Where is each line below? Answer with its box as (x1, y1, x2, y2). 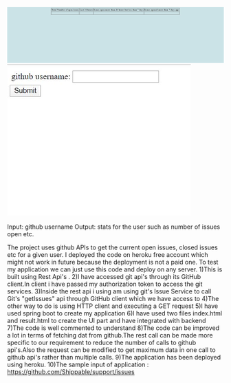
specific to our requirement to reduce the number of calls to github (7, 338, 197, 346)
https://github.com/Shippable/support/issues (7, 367, 135, 375)
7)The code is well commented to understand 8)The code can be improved (7, 324, 220, 332)
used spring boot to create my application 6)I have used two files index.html (7, 309, 223, 317)
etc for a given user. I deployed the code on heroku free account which (7, 250, 208, 258)
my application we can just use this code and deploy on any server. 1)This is (7, 265, 223, 273)
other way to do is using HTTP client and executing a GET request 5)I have (7, 302, 219, 310)
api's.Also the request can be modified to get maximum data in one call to (7, 345, 216, 354)
